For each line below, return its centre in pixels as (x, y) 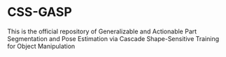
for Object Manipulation (41, 46)
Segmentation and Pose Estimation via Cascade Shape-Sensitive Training (113, 38)
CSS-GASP (40, 12)
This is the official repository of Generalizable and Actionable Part (102, 31)
